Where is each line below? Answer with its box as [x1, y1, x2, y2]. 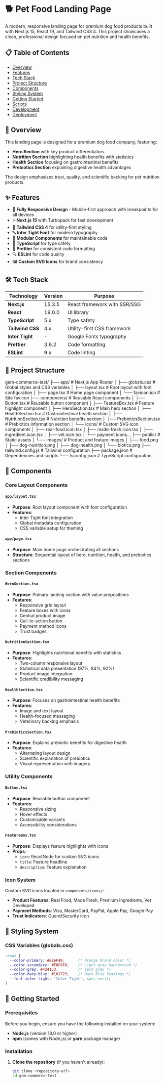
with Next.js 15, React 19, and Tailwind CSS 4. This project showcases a [5, 28, 150, 34]
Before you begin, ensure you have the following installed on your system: [5, 1021, 156, 1027]
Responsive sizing [19, 806, 57, 812]
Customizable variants [19, 816, 66, 823]
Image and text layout [19, 708, 64, 714]
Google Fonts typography [67, 333, 127, 340]
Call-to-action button [19, 618, 63, 624]
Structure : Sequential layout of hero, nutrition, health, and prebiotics [12, 552, 152, 558]
